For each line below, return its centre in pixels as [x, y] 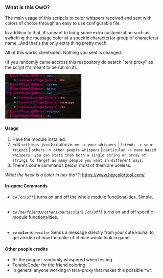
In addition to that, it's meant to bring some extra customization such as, [78, 33]
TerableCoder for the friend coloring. [49, 265]
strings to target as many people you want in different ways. [78, 160]
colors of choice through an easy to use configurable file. [63, 23]
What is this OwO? [27, 7]
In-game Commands [26, 186]
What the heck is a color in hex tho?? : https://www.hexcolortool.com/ [75, 175]
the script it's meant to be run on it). [41, 67]
